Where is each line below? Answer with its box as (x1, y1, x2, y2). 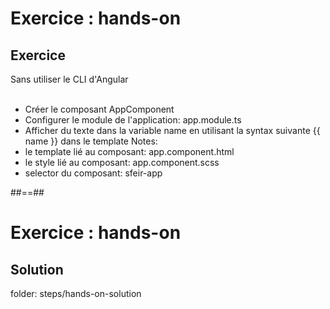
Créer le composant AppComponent (24, 103, 175, 115)
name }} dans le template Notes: (24, 135, 158, 147)
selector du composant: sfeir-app (24, 167, 163, 179)
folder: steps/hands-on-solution (10, 288, 142, 299)
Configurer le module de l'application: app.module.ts (24, 114, 242, 126)
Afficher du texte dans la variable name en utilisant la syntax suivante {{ (24, 125, 321, 136)
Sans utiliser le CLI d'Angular (10, 73, 129, 85)
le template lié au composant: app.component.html (24, 146, 235, 157)
